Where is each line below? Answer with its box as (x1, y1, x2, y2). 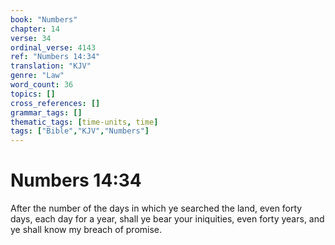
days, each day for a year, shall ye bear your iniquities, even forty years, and (10, 213, 325, 225)
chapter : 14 (10, 24, 60, 34)
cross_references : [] (10, 98, 101, 108)
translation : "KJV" (10, 61, 92, 71)
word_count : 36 (10, 80, 74, 90)
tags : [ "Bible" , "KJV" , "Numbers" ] (10, 126, 150, 136)
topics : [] (10, 89, 56, 99)
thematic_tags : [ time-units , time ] (10, 117, 159, 127)
